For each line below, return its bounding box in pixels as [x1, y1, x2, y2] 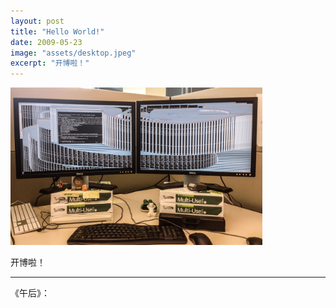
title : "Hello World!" [10, 26, 105, 37]
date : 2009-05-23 [10, 37, 83, 47]
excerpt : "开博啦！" [10, 58, 90, 69]
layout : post [10, 16, 65, 26]
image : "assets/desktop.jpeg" [10, 48, 137, 58]
